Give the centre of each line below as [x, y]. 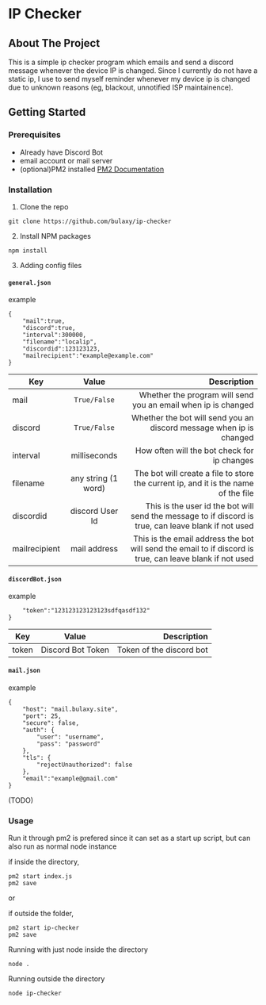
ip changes [233, 461]
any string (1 [94, 478]
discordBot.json [35, 579]
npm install [28, 251]
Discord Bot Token [75, 650]
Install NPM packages [55, 236]
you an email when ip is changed [193, 405]
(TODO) [21, 800]
